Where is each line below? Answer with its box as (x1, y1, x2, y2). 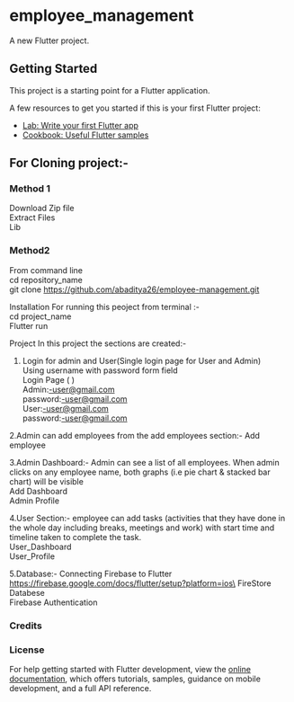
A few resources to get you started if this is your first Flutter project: (9, 102, 261, 113)
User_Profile (9, 550, 56, 562)
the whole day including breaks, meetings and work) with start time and (9, 522, 275, 533)
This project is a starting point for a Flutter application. (9, 84, 210, 95)
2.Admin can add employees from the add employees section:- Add (9, 430, 261, 440)
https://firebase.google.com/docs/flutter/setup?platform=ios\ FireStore (9, 577, 272, 589)
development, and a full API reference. (9, 682, 152, 693)
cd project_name (9, 311, 72, 322)
